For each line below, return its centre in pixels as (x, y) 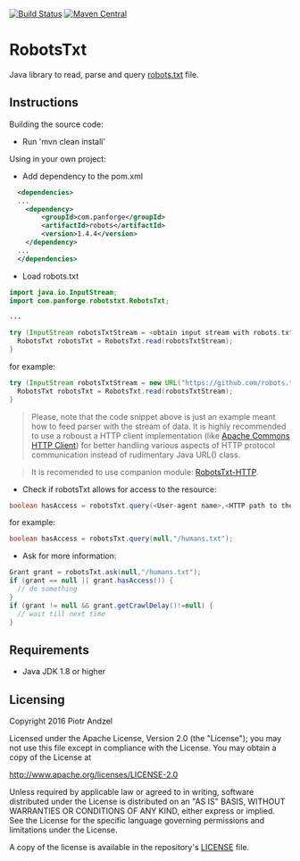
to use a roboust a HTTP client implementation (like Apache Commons (160, 435)
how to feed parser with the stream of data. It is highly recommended (158, 426)
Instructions (44, 103)
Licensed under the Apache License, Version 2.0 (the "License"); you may (146, 738)
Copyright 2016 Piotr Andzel (61, 721)
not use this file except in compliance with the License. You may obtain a (143, 748)
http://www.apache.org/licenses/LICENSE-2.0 (94, 774)
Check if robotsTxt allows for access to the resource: (119, 489)
